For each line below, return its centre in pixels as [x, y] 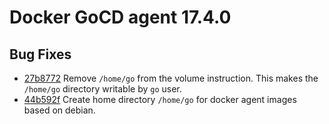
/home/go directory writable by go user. [102, 89]
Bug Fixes [40, 54]
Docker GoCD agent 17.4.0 [120, 17]
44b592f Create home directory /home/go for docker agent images [160, 99]
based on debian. [59, 110]
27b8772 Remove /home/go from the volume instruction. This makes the [171, 78]
